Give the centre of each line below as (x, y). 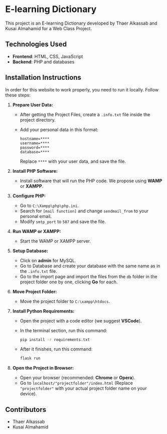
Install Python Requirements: (43, 311)
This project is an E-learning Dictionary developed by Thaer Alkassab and (81, 23)
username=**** (35, 143)
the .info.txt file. (39, 271)
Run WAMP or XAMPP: (37, 231)
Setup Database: (30, 251)
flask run (30, 358)
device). (28, 394)
